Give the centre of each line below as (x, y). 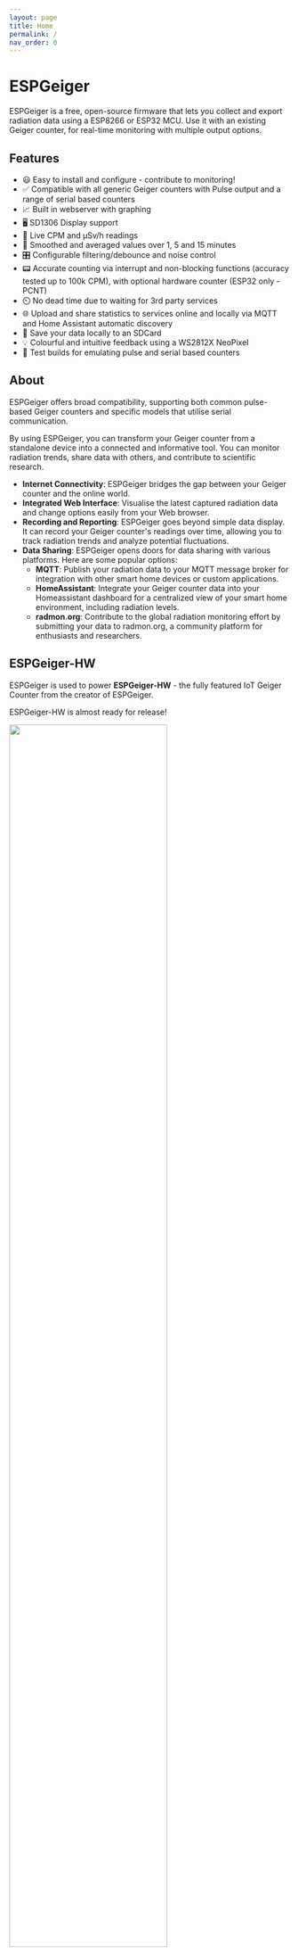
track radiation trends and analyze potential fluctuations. (125, 541)
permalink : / (33, 34)
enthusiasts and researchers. (89, 635)
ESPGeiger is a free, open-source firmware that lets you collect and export (146, 111)
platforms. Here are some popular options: (100, 559)
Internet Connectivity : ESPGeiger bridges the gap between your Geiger (154, 483)
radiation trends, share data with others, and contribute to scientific (133, 457)
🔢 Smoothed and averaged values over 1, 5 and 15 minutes (129, 245)
